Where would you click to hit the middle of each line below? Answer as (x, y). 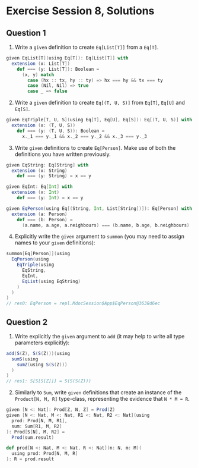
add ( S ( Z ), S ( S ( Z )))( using (38, 353)
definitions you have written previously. (63, 154)
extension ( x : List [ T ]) (41, 64)
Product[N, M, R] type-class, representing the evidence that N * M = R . (102, 399)
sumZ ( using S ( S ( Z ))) (42, 365)
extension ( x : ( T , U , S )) (44, 125)
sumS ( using (25, 359)
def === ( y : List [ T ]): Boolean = (58, 69)
